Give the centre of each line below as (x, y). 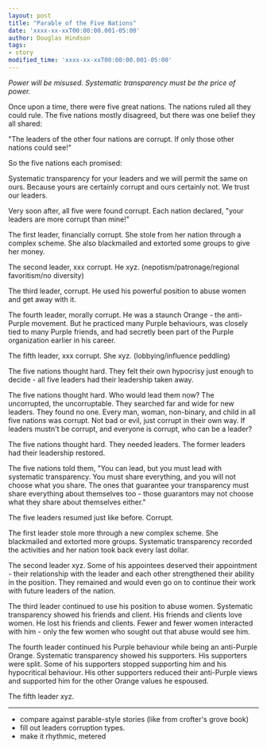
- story (21, 53)
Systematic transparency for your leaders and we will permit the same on (128, 178)
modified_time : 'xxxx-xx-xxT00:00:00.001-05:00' (90, 61)
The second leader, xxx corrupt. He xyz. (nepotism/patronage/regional (124, 267)
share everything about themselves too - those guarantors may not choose (131, 493)
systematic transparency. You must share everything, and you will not (122, 476)
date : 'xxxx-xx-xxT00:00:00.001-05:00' (74, 30)
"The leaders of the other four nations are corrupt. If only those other (121, 139)
